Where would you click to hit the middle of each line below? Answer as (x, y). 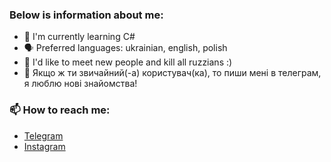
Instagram (44, 146)
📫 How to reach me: (60, 110)
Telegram (43, 135)
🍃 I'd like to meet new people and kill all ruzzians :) (128, 62)
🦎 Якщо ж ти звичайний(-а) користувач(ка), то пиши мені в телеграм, (172, 73)
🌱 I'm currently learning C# (79, 37)
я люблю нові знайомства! (80, 84)
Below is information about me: (86, 15)
